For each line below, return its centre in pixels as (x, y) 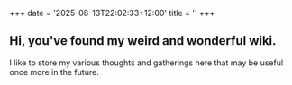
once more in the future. (54, 72)
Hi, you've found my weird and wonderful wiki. (143, 41)
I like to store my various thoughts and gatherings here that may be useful (146, 63)
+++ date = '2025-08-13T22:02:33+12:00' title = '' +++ (112, 13)
